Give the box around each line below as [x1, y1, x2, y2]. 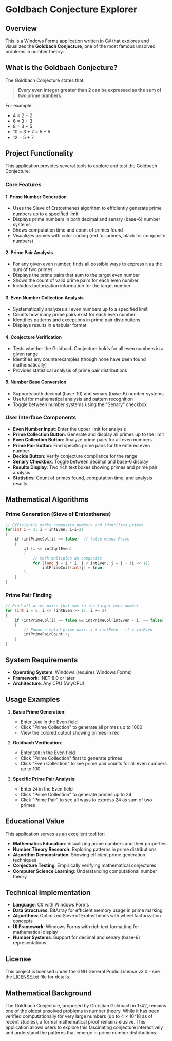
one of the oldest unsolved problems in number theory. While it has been [5, 1008, 160, 1014]
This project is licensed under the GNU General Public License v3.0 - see [5, 969, 160, 975]
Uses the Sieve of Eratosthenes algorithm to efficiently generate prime [12, 205, 162, 211]
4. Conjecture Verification [5, 334, 62, 340]
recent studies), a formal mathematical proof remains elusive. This [5, 1018, 145, 1025]
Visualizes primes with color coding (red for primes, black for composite [12, 232, 166, 238]
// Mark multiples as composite [32, 555, 102, 561]
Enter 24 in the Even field [20, 785, 73, 792]
